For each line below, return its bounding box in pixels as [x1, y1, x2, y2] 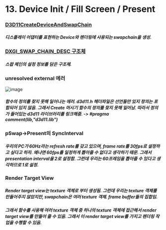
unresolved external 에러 [5, 75, 65, 82]
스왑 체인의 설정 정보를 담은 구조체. [5, 61, 72, 67]
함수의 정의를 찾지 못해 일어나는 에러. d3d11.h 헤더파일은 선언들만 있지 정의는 [5, 98, 153, 105]
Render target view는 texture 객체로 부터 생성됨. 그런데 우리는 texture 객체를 [5, 187, 157, 193]
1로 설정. [22, 161, 39, 167]
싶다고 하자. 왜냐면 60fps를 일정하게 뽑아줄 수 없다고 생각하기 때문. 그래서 [10, 149, 152, 155]
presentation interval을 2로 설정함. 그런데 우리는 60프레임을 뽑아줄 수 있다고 [5, 155, 156, 161]
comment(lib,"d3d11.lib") [5, 117, 58, 123]
